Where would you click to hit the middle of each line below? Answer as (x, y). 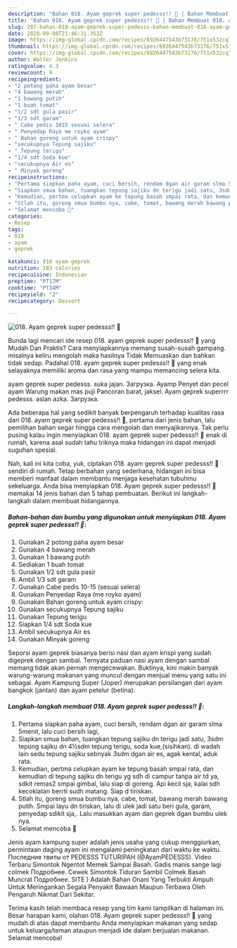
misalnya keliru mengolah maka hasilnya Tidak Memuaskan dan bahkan (111, 356)
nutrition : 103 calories (44, 268)
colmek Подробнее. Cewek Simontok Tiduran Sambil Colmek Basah (107, 872)
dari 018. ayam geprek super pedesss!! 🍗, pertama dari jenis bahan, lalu (111, 420)
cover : (18, 53)
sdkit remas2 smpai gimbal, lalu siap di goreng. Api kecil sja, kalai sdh (119, 784)
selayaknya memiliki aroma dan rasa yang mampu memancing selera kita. (115, 370)
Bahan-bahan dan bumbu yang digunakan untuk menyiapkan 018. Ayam (117, 517)
